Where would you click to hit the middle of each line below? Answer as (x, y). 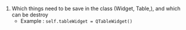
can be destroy (30, 15)
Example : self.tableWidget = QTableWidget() (77, 21)
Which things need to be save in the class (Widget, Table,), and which (96, 9)
